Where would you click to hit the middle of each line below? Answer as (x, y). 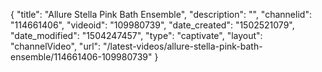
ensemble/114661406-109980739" (81, 57)
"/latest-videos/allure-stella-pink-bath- (183, 46)
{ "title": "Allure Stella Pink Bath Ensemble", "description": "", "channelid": (161, 14)
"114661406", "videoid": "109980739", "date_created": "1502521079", (152, 25)
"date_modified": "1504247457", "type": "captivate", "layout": (136, 35)
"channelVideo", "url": (56, 46)
